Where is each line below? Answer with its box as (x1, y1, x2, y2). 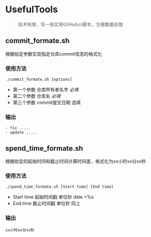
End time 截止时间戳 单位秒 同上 (12, 200, 81, 207)
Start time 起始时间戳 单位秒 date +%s (12, 194, 94, 200)
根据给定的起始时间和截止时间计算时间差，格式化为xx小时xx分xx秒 (5, 158, 146, 165)
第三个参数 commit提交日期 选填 (12, 99, 81, 106)
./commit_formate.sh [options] (5, 77, 72, 82)
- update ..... (5, 130, 38, 135)
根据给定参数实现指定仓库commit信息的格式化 (5, 50, 102, 57)
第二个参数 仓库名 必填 (12, 93, 61, 99)
